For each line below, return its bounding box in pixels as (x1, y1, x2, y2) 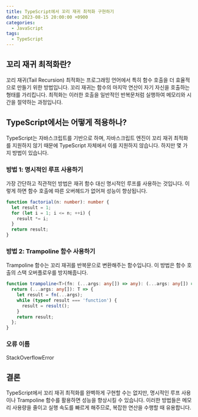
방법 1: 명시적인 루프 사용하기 (6, 165, 84, 173)
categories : (6, 20, 35, 25)
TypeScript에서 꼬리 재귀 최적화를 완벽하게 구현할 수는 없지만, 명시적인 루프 (6, 389, 180, 396)
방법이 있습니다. (12, 149, 49, 156)
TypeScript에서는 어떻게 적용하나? (6, 118, 127, 128)
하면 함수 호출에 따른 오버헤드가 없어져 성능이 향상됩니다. (16, 187, 148, 194)
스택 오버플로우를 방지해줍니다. (16, 269, 88, 276)
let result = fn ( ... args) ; (16, 292, 83, 298)
